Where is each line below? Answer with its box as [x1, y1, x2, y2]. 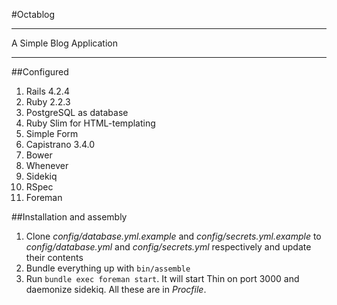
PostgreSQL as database [25, 107, 129, 118]
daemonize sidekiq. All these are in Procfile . [25, 284, 207, 295]
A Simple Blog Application [11, 37, 118, 49]
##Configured [11, 66, 69, 78]
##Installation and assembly [11, 211, 128, 223]
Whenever [25, 160, 69, 171]
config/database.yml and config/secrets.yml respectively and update [25, 241, 312, 253]
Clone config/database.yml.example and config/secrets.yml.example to [25, 230, 322, 242]
